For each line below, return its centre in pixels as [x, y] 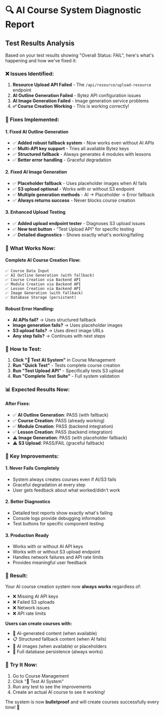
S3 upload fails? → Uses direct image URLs [58, 331]
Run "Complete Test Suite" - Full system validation [66, 376]
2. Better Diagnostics [28, 502]
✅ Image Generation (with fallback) [44, 293]
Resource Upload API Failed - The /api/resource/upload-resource [82, 85]
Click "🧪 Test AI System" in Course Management [64, 360]
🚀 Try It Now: [21, 665]
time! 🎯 [13, 707]
